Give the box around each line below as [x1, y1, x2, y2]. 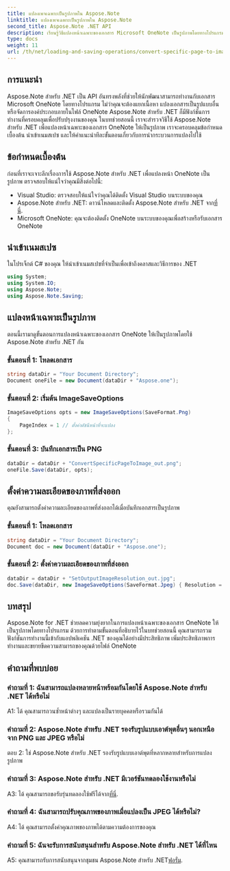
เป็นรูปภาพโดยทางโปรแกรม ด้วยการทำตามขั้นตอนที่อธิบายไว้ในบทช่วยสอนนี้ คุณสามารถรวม [7, 626, 212, 635]
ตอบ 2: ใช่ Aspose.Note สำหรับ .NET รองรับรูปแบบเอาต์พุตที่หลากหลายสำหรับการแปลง [7, 749, 212, 757]
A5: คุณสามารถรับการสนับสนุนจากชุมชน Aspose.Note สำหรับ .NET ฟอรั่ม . [7, 856, 183, 864]
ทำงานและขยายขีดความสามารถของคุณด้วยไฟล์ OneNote [7, 642, 137, 650]
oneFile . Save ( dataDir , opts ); [7, 466, 94, 473]
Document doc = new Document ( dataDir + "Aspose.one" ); [7, 543, 167, 550]
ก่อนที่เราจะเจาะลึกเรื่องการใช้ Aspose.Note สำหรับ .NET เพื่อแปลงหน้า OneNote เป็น [7, 169, 210, 177]
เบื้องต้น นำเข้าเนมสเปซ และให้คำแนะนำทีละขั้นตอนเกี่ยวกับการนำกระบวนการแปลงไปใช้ [7, 131, 202, 139]
